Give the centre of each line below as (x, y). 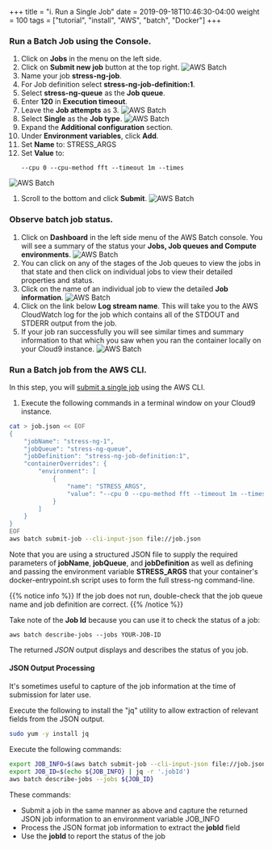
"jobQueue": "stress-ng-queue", (78, 449)
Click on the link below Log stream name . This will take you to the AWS (140, 305)
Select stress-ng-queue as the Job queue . (93, 93)
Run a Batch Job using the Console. (80, 41)
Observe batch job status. (61, 220)
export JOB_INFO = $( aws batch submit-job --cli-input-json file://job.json (138, 764)
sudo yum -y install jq (49, 734)
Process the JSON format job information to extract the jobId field (130, 827)
